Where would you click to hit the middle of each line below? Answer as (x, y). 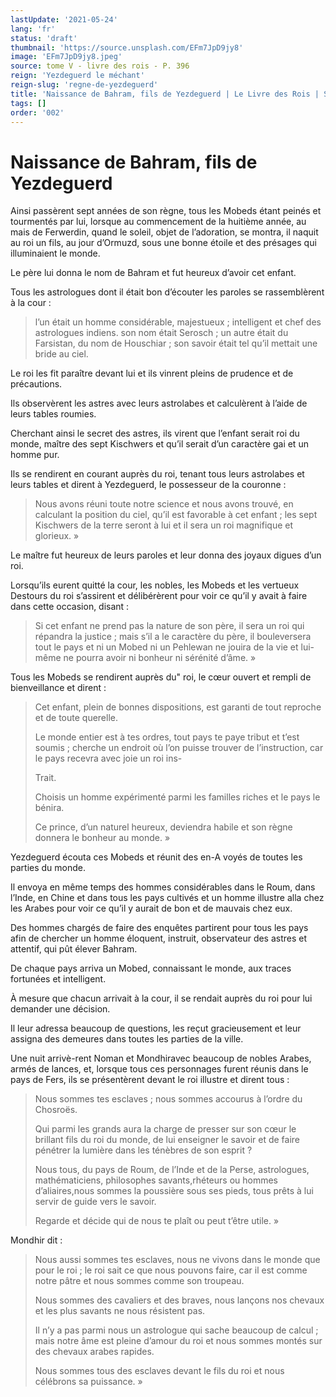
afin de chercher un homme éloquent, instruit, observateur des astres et (159, 938)
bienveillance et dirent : (58, 688)
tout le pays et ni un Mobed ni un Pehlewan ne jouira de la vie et (166, 647)
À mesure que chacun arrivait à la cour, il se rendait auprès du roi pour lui (161, 998)
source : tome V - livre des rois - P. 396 (100, 66)
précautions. (36, 384)
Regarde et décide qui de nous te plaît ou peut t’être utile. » (157, 1221)
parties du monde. (48, 868)
